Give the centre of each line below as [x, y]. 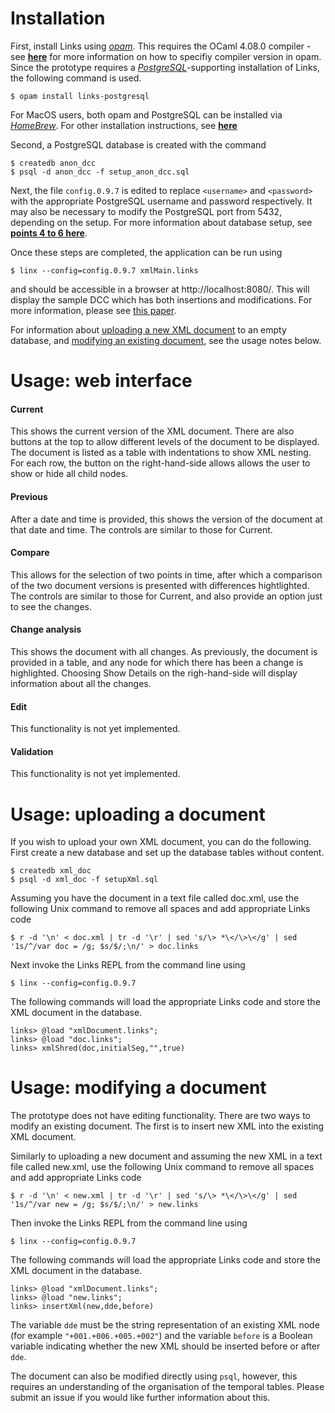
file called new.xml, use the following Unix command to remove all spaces [162, 1167]
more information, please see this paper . [93, 310]
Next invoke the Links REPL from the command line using [128, 965]
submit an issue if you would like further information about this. [140, 1398]
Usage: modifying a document [138, 1088]
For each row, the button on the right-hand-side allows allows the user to [160, 463]
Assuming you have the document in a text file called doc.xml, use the [155, 898]
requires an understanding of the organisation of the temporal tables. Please [167, 1387]
